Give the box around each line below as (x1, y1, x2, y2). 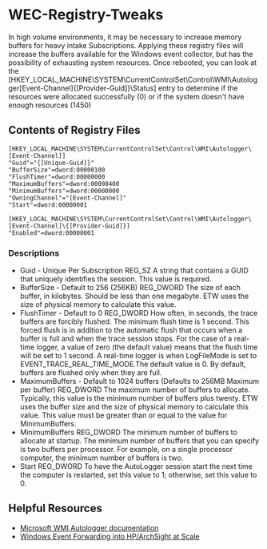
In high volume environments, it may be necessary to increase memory (8, 32, 242, 42)
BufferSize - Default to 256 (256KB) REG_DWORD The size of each (19, 283, 241, 293)
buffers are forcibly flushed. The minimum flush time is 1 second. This (19, 317, 249, 326)
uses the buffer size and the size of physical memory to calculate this (19, 402, 249, 412)
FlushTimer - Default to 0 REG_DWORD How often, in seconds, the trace (19, 309, 258, 318)
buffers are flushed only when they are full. (19, 368, 162, 377)
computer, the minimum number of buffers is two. (19, 453, 184, 462)
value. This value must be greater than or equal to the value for (19, 410, 228, 420)
